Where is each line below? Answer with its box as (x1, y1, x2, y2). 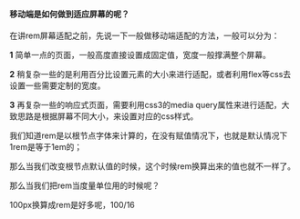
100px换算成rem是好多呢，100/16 (9, 200, 135, 211)
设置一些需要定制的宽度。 (9, 80, 106, 91)
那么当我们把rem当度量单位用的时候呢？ (9, 180, 160, 191)
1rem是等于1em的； (9, 142, 83, 153)
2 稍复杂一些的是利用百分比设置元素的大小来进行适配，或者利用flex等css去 (9, 69, 292, 80)
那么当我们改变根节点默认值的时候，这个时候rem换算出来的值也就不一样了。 (9, 161, 296, 172)
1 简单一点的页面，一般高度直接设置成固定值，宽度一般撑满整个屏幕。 (9, 50, 271, 61)
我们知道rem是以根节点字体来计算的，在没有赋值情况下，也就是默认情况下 (9, 130, 288, 141)
